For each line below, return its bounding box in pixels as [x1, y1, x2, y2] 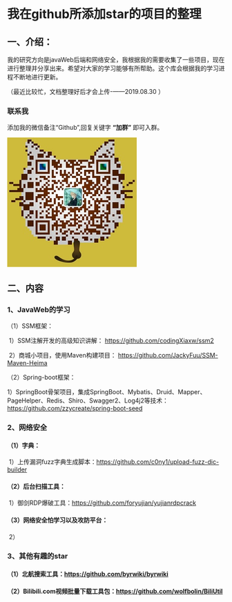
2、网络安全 [7, 423, 48, 432]
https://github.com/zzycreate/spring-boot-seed [7, 404, 143, 412]
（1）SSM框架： [7, 322, 54, 330]
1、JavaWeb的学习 [7, 304, 70, 314]
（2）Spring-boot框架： [7, 373, 76, 381]
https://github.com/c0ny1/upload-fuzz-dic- [96, 458, 220, 466]
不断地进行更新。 [12, 73, 62, 81]
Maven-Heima [7, 358, 48, 367]
